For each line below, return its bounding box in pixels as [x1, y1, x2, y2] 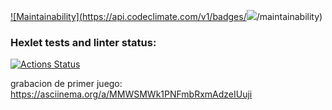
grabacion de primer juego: [10, 78, 123, 90]
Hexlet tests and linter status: [10, 35, 157, 49]
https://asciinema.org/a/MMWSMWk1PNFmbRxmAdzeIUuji [10, 88, 253, 100]
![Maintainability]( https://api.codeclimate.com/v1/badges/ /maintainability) [10, 11, 323, 22]
